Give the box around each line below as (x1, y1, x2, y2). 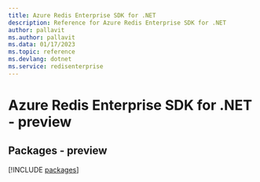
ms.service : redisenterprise (8, 63, 104, 71)
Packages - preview (8, 144, 108, 158)
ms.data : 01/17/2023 (8, 41, 76, 49)
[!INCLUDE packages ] (8, 165, 79, 174)
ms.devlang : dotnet (8, 56, 72, 64)
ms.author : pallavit (8, 33, 76, 42)
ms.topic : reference (8, 48, 76, 56)
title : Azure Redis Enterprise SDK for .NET (8, 11, 156, 20)
